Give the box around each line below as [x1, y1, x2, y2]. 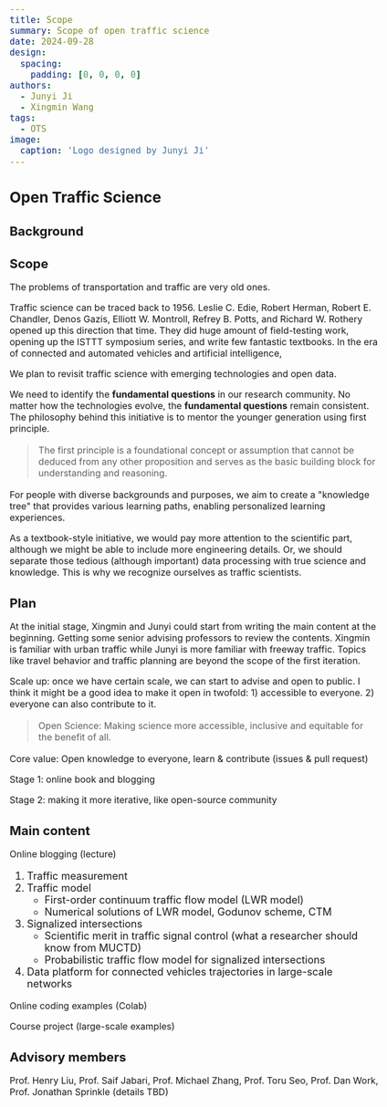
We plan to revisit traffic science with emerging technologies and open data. [9, 367, 338, 380]
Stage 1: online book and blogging [9, 773, 155, 786]
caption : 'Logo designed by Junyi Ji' [19, 145, 210, 157]
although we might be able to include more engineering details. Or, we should [9, 543, 342, 556]
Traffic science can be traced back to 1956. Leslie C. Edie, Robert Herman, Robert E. [9, 301, 371, 314]
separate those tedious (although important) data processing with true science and [9, 554, 367, 567]
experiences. [9, 511, 66, 524]
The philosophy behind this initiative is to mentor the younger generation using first [9, 411, 367, 423]
